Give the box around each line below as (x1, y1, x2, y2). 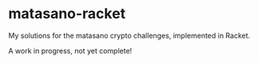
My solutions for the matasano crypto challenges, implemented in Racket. (8, 31, 251, 40)
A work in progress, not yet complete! (8, 46, 133, 55)
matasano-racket (8, 5, 126, 23)
